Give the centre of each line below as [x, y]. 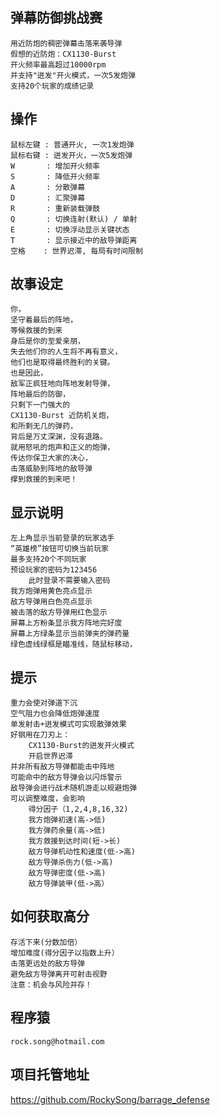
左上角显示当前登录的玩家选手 [62, 538]
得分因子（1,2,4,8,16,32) [78, 809]
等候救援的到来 [36, 331]
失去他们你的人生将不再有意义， [66, 352]
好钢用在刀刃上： [40, 735]
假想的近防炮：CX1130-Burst [63, 54]
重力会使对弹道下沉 [44, 703]
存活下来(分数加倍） [46, 942]
